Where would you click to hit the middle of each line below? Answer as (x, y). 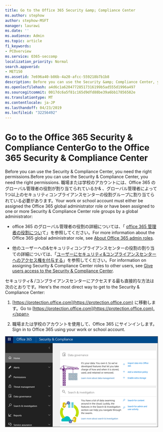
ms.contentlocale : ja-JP (30, 103)
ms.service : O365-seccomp (31, 56)
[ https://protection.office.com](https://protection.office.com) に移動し (82, 302)
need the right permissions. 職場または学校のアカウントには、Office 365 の (80, 183)
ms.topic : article (24, 41)
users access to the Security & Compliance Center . (63, 271)
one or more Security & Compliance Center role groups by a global (72, 211)
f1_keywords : (18, 46)
